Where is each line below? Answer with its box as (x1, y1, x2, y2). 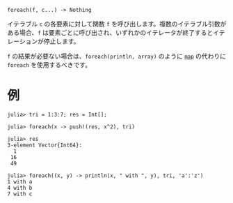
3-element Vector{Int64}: (7, 142, 82, 149)
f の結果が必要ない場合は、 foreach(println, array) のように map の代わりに (7, 52, 227, 60)
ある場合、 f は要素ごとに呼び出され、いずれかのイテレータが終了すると (7, 29, 214, 36)
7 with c (7, 190, 33, 197)
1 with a (7, 178, 33, 185)
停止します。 (43, 37, 80, 45)
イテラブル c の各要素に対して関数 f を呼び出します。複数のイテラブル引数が (7, 20, 227, 28)
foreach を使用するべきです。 (7, 61, 92, 69)
